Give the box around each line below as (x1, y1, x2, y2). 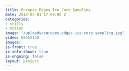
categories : (5, 16, 30, 21)
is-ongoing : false (5, 53, 44, 59)
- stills (5, 21, 24, 26)
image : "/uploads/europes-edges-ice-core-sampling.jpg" (5, 30, 124, 35)
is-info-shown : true (5, 49, 49, 54)
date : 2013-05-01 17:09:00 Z (5, 12, 66, 17)
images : (5, 40, 22, 45)
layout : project (5, 58, 39, 63)
